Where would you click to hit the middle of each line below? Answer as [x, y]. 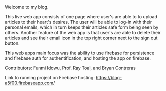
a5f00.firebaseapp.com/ [30, 83]
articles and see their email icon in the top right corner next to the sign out [81, 38]
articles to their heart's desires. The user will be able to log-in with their [79, 22]
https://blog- [109, 78]
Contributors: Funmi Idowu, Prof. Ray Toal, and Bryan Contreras [70, 68]
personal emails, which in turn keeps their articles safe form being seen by [82, 27]
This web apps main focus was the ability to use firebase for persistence [80, 53]
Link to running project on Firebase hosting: [50, 78]
